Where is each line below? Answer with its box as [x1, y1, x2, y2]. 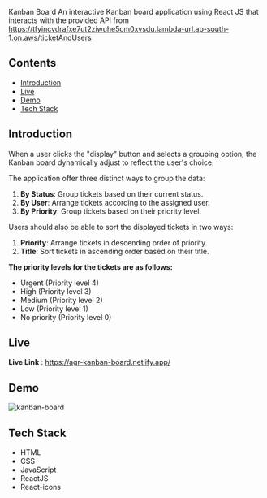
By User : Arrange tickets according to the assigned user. [19, 197, 211, 207]
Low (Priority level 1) [19, 304, 89, 314]
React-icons [19, 483, 61, 492]
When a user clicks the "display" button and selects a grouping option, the [8, 149, 257, 158]
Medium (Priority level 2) [19, 295, 103, 305]
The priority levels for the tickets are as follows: [8, 262, 173, 271]
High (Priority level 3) [19, 286, 92, 296]
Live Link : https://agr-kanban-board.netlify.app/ [8, 357, 171, 367]
